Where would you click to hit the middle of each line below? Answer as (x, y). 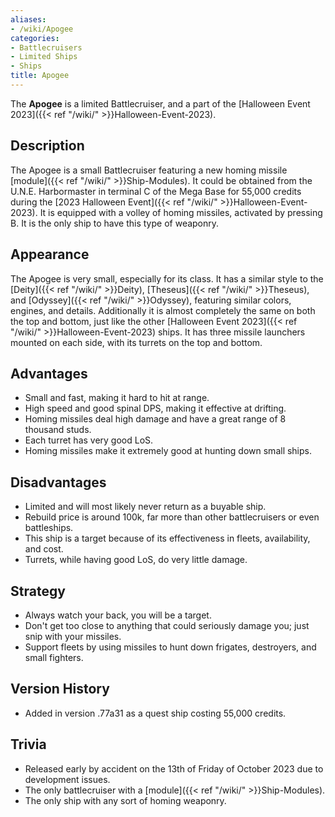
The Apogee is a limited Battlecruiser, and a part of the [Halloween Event (160, 103)
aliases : (28, 19)
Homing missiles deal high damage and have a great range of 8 (155, 419)
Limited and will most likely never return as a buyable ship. (145, 507)
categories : (35, 38)
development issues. (67, 779)
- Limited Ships (44, 57)
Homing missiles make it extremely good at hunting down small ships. (168, 451)
